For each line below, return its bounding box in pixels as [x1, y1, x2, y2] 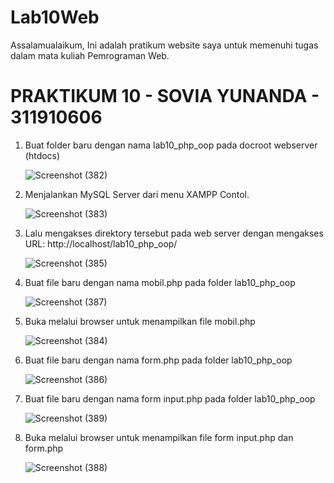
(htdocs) [24, 149, 61, 161]
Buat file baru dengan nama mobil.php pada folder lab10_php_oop [24, 276, 296, 288]
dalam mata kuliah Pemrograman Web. [10, 49, 170, 61]
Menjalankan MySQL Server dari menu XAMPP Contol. [24, 188, 250, 200]
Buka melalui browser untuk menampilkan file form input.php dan [24, 431, 294, 443]
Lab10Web [10, 6, 100, 29]
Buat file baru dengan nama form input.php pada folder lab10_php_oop [24, 392, 316, 405]
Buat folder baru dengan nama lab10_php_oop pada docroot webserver [24, 139, 318, 151]
